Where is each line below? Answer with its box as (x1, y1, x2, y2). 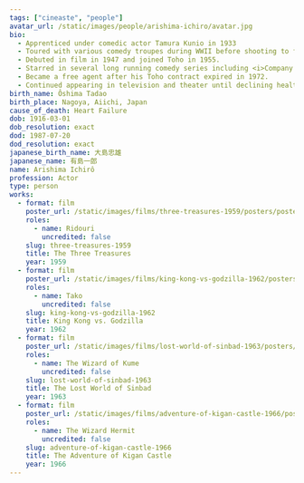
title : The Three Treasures (25, 249, 131, 258)
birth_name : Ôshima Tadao (9, 89, 107, 98)
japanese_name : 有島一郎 (9, 156, 98, 166)
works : (9, 190, 34, 199)
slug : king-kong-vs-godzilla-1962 (25, 308, 156, 317)
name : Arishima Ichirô (9, 165, 95, 174)
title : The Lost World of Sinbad (25, 384, 152, 393)
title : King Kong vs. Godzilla (25, 316, 144, 326)
